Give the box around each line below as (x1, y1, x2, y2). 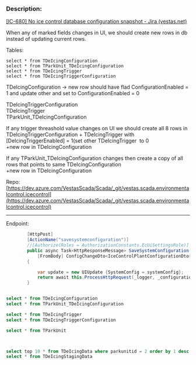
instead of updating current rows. (6, 36, 86, 43)
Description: (6, 5, 42, 13)
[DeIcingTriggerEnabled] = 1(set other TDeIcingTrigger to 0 (6, 137, 149, 144)
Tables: (6, 47, 24, 54)
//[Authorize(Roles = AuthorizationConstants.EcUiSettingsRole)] (27, 242, 190, 248)
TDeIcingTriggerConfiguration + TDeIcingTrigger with (6, 131, 135, 138)
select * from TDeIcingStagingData (6, 354, 93, 360)
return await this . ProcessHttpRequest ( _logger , (37, 274, 156, 280)
